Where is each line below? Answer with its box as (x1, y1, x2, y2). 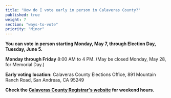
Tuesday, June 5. (5, 46, 42, 52)
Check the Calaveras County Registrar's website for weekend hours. (5, 87, 155, 93)
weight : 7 (5, 17, 27, 22)
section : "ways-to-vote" (5, 22, 58, 27)
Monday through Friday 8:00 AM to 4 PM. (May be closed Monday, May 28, (5, 56, 166, 62)
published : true (5, 12, 40, 17)
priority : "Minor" (5, 27, 45, 32)
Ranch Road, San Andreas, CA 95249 (5, 77, 84, 83)
